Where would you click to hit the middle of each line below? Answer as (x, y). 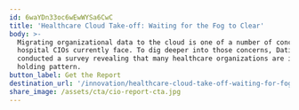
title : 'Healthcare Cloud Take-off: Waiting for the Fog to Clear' (137, 26)
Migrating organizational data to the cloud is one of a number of (145, 42)
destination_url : (41, 83)
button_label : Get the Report (65, 75)
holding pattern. (49, 67)
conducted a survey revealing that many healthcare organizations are (151, 59)
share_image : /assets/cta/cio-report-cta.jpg (95, 91)
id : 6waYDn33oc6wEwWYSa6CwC (61, 17)
